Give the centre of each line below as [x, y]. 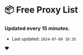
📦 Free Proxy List [41, 10]
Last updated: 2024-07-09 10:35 [44, 39]
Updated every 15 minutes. [37, 29]
